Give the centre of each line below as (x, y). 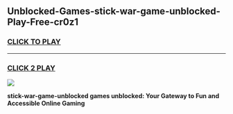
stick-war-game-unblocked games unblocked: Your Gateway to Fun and (113, 95)
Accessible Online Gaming (46, 103)
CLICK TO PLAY (34, 42)
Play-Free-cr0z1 (43, 22)
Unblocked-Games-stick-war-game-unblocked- (114, 11)
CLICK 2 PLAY (31, 68)
